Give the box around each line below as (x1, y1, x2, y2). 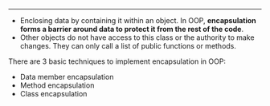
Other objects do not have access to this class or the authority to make (19, 33, 255, 42)
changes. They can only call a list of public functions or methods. (19, 41, 237, 50)
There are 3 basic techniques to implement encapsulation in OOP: (8, 57, 227, 66)
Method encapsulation (19, 80, 95, 90)
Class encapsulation (19, 89, 88, 98)
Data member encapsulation (19, 73, 114, 81)
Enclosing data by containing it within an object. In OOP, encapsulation (19, 16, 257, 25)
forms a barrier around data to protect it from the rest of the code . (19, 25, 243, 33)
